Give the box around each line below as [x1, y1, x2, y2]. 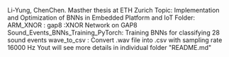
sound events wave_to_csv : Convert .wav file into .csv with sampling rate [7, 36, 223, 44]
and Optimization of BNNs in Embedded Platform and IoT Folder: [7, 13, 196, 22]
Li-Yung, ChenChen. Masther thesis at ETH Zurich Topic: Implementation [7, 6, 220, 14]
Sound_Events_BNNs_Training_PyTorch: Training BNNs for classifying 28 [7, 28, 220, 37]
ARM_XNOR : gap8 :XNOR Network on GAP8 [7, 21, 138, 29]
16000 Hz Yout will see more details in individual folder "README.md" [7, 44, 212, 51]
